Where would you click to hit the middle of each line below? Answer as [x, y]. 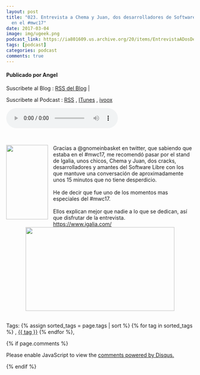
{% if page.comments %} [37, 343]
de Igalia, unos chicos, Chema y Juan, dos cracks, [115, 161]
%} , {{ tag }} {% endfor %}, [40, 332]
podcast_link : [24, 39]
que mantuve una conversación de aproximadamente [118, 173]
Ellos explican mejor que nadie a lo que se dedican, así [120, 211]
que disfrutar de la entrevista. [89, 217]
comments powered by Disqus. [136, 355]
